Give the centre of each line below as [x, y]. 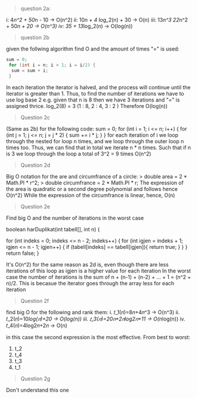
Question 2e [35, 206]
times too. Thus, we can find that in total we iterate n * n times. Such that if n [98, 147]
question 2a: [35, 9]
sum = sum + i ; [30, 70]
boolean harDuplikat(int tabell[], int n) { [53, 229]
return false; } [23, 253]
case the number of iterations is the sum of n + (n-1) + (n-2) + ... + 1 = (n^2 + [98, 277]
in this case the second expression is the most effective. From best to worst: [98, 337]
